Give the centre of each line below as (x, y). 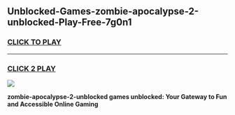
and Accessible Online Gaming (53, 104)
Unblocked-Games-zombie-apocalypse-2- (103, 11)
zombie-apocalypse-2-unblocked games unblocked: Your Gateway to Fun (117, 96)
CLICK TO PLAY (34, 43)
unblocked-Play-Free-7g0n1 (70, 23)
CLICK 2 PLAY (31, 68)
